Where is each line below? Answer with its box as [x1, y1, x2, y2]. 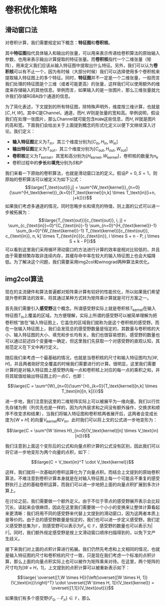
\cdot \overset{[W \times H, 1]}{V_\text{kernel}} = [55, 580, 155, 586]
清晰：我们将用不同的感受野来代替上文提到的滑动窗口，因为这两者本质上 [13, 510, 160, 516]
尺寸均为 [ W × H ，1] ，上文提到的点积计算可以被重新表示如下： [5, 565, 130, 571]
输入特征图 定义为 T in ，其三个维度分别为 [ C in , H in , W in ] [12, 139, 118, 146]
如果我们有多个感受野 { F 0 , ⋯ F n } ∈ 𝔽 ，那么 [5, 595, 91, 603]
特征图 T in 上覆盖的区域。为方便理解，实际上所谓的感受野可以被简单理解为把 [5, 312, 157, 319]
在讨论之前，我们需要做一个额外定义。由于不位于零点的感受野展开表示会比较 [5, 498, 160, 504]
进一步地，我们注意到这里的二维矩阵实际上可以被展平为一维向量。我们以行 [5, 398, 156, 404]
